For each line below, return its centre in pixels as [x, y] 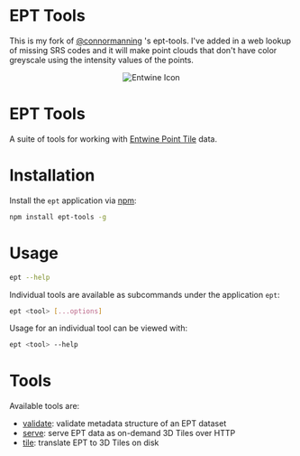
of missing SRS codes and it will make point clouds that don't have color [143, 50]
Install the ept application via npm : [73, 200]
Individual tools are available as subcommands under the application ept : [145, 294]
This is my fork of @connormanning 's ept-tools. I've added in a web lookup [150, 41]
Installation [52, 176]
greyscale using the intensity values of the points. [101, 60]
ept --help [30, 277]
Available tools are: [45, 406]
